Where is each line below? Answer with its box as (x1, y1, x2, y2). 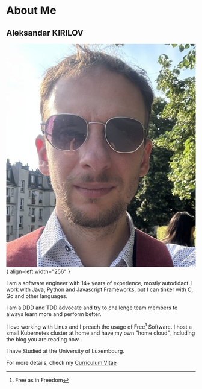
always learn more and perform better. (6, 310, 102, 317)
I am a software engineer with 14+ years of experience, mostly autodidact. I (6, 279, 194, 286)
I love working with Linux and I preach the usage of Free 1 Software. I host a (6, 322, 192, 330)
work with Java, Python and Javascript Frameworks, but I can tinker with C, (6, 286, 194, 293)
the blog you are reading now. (6, 336, 80, 343)
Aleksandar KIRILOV (6, 28, 84, 38)
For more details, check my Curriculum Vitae (6, 359, 117, 367)
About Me (6, 4, 57, 17)
